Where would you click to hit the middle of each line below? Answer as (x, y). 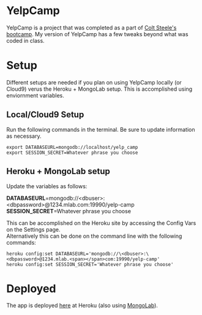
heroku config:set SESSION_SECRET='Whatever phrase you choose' (90, 264)
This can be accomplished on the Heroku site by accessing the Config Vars (101, 223)
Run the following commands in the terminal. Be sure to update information (101, 129)
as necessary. (24, 136)
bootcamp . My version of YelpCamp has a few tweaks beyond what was (97, 34)
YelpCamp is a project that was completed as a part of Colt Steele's (92, 28)
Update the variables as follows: (47, 186)
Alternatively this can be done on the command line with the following (94, 236)
